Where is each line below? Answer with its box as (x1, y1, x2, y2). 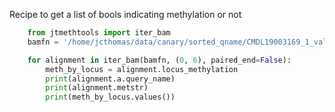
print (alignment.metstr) (45, 83, 149, 93)
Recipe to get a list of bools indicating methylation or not (9, 9, 242, 20)
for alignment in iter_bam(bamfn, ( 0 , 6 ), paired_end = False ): (27, 55, 292, 65)
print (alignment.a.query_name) (45, 74, 176, 84)
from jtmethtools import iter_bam (27, 28, 171, 38)
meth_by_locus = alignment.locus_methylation (45, 64, 239, 74)
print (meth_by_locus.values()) (45, 92, 176, 103)
